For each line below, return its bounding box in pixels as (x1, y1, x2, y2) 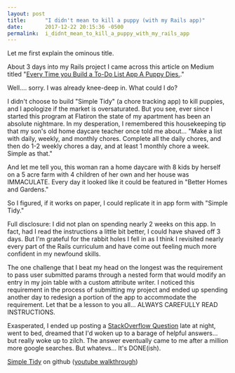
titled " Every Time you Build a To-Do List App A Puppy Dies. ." (7, 70, 184, 79)
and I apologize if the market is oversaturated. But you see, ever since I (7, 104, 213, 113)
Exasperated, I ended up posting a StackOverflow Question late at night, (7, 322, 216, 330)
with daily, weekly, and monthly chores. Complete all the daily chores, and (7, 135, 222, 143)
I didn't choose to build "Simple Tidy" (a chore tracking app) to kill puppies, (7, 97, 225, 106)
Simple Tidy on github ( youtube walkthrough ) (7, 358, 138, 366)
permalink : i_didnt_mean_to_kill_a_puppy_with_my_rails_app (7, 29, 190, 37)
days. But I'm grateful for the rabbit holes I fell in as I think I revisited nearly (7, 235, 224, 243)
